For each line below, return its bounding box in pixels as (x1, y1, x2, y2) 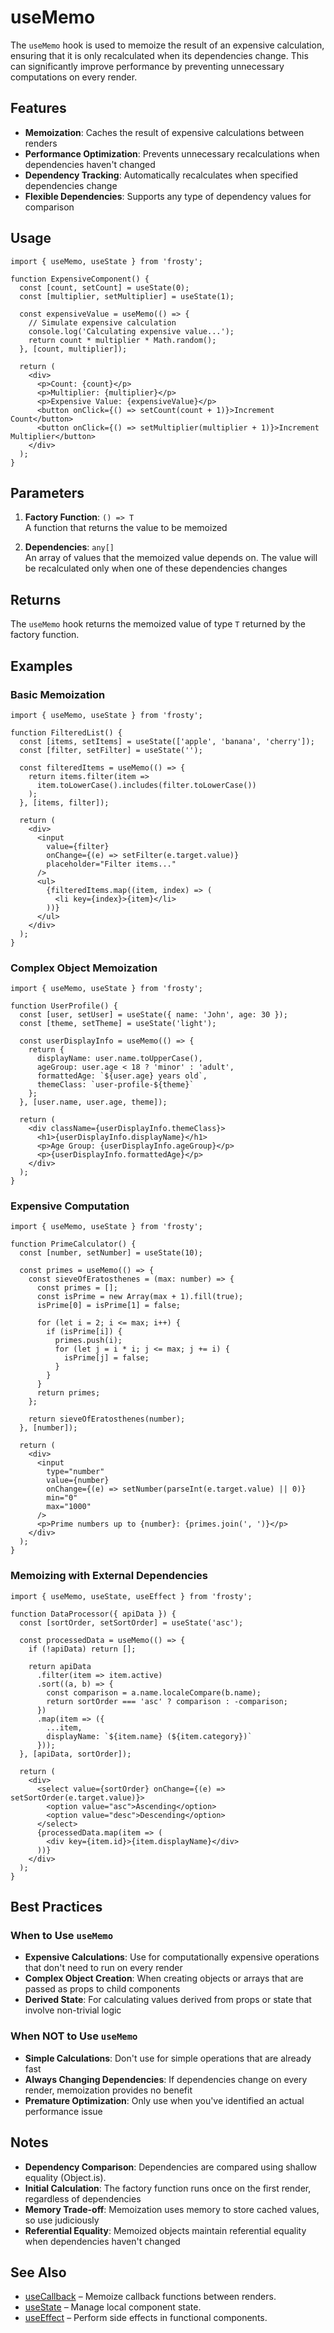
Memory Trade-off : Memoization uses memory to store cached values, (24, 2203, 320, 2215)
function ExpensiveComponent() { (10, 274, 150, 284)
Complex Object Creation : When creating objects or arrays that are (24, 1972, 304, 1985)
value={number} (46, 1476, 110, 1486)
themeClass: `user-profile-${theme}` (36, 1080, 195, 1090)
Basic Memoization (10, 687, 106, 701)
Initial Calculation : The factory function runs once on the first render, (24, 2182, 312, 2194)
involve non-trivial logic (24, 2004, 122, 2016)
